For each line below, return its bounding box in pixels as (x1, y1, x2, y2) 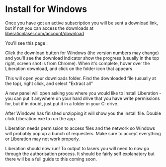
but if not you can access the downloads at (5, 25, 93, 31)
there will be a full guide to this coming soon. (5, 156, 97, 162)
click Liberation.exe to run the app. (5, 115, 77, 121)
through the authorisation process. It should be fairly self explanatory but (5, 151, 155, 157)
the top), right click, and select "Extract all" (5, 81, 93, 86)
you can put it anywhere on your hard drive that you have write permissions (5, 95, 160, 101)
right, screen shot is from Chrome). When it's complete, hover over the (5, 60, 150, 66)
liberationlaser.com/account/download (5, 30, 84, 36)
